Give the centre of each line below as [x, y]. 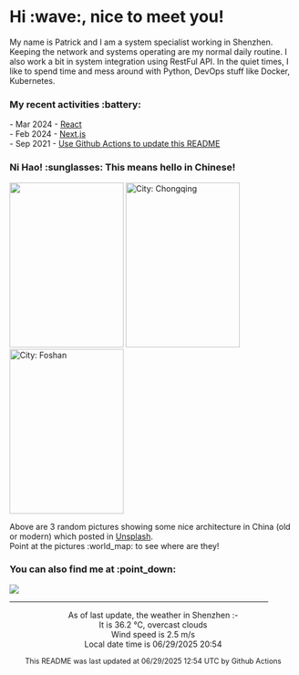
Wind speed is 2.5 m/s [153, 634]
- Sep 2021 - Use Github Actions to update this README [115, 144]
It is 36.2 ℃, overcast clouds [153, 624]
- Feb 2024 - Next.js [48, 134]
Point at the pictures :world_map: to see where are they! [114, 545]
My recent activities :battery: [75, 104]
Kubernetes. [32, 80]
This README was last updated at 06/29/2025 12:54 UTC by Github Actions [153, 661]
